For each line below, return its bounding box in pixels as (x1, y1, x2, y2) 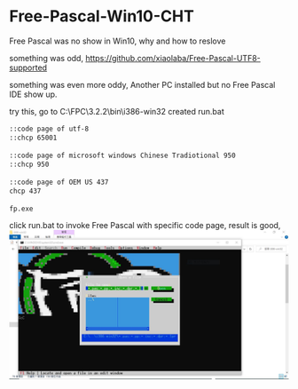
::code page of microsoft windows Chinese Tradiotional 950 (9, 151, 237, 160)
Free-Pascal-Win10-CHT (9, 6, 195, 27)
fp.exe (9, 204, 34, 213)
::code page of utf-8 (9, 124, 90, 133)
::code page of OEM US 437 (9, 178, 109, 187)
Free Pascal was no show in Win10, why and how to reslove (9, 36, 226, 46)
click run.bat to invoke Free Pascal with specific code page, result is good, (9, 219, 281, 230)
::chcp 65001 (9, 133, 58, 142)
